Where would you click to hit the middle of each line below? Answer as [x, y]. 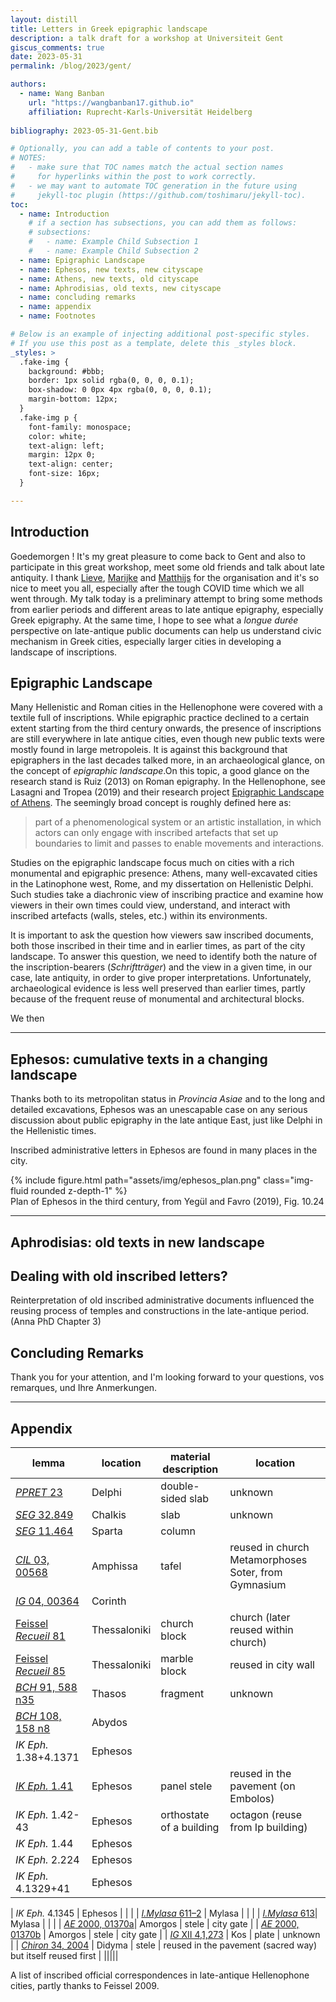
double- [180, 1486]
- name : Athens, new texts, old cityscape [109, 279]
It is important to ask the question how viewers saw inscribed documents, [162, 935]
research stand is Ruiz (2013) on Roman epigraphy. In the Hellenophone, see [168, 782]
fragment [182, 1694]
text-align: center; [71, 464]
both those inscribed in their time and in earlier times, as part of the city [158, 946]
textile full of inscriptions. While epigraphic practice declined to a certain [160, 718]
